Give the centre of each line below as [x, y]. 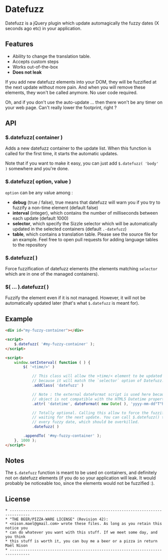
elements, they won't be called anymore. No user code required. [71, 92]
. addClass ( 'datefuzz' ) [58, 386]
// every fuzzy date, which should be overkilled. [86, 422]
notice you [16, 528]
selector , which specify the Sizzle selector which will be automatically [85, 223]
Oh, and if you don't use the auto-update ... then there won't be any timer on [84, 102]
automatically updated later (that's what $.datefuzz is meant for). [72, 303]
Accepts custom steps [35, 62]
